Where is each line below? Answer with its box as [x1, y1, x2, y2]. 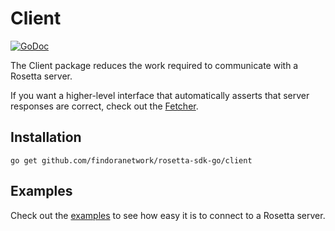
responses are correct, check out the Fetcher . [10, 100, 199, 112]
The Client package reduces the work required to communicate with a [10, 59, 299, 71]
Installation [10, 129, 82, 146]
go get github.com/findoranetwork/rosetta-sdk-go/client [10, 155, 253, 166]
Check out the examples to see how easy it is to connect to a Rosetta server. [10, 209, 326, 221]
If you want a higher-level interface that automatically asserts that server [10, 89, 310, 101]
